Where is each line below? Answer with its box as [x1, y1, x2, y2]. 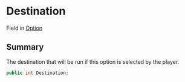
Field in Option [6, 24, 43, 32]
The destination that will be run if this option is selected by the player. [6, 58, 180, 65]
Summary [6, 42, 44, 52]
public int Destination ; [6, 70, 69, 76]
